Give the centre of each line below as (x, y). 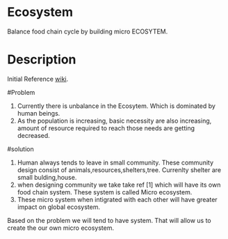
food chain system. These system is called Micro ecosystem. (105, 192)
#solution (21, 149)
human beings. (39, 113)
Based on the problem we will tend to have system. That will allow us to (109, 220)
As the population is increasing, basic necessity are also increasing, (114, 121)
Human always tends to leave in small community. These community (115, 162)
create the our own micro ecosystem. (61, 228)
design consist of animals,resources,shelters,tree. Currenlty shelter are (119, 170)
